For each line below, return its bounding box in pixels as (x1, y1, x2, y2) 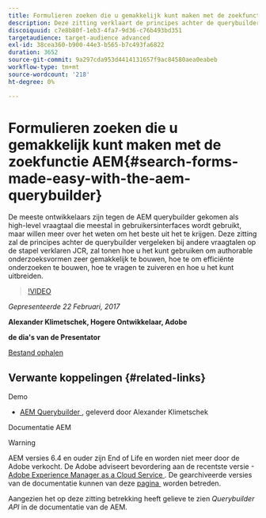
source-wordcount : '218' (8, 70, 90, 78)
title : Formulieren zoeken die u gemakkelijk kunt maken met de (8, 11, 225, 20)
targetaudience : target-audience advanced (8, 33, 150, 42)
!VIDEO (27, 287, 51, 296)
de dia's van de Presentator (8, 333, 101, 342)
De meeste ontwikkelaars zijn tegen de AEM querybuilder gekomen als (8, 212, 239, 222)
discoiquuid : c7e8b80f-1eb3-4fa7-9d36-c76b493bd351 (8, 26, 182, 34)
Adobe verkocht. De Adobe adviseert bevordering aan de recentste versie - (8, 462, 255, 471)
